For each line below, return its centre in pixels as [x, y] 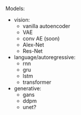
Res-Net [33, 51]
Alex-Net [33, 45]
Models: [15, 9]
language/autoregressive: [45, 57]
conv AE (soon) [41, 38]
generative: [27, 88]
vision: [22, 20]
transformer [37, 82]
